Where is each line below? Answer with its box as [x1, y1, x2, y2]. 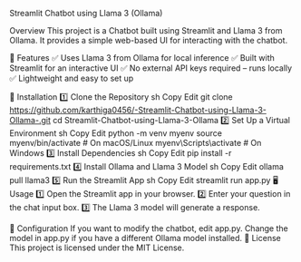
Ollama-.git [9, 115, 52, 125]
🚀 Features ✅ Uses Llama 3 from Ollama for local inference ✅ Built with [9, 53, 275, 63]
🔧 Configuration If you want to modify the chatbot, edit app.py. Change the [9, 223, 288, 234]
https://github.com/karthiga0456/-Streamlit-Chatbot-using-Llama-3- [9, 104, 267, 115]
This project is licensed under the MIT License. [9, 242, 185, 253]
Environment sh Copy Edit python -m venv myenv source [9, 128, 222, 139]
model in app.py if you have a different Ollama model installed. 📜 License [9, 233, 281, 243]
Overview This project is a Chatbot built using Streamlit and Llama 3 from [9, 25, 283, 35]
